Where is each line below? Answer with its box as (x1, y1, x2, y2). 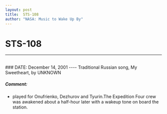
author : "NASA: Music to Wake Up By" (5, 16, 83, 21)
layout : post (5, 7, 32, 12)
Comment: (5, 81, 28, 87)
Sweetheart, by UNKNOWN (5, 70, 61, 76)
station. (12, 104, 28, 110)
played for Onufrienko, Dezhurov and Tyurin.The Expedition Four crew (12, 94, 157, 100)
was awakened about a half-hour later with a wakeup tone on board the (12, 99, 159, 105)
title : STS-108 (5, 12, 39, 17)
